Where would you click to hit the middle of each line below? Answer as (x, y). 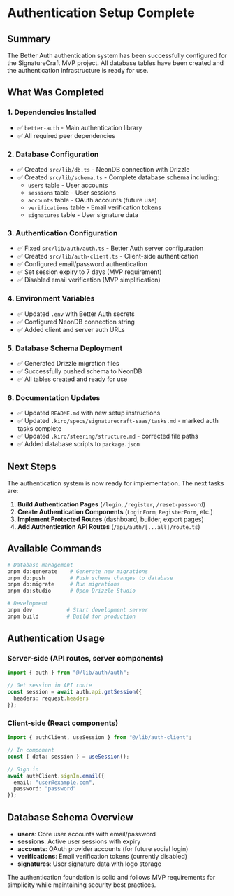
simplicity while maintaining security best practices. (82, 885)
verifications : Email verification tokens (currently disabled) (102, 856)
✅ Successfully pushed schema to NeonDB (80, 371)
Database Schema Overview (71, 817)
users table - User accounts (68, 185)
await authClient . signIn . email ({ (56, 776)
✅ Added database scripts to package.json (79, 444)
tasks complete (39, 429)
